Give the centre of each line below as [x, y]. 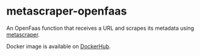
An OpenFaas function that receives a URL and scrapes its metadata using [100, 28]
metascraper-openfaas [67, 11]
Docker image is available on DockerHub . [59, 46]
